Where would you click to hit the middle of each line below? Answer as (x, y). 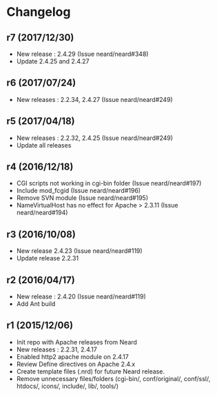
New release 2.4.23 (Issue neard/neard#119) (79, 251)
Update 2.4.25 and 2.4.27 (53, 61)
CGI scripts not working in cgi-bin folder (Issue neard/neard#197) (109, 183)
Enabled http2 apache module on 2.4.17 (72, 356)
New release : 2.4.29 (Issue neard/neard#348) (82, 54)
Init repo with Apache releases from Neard (76, 342)
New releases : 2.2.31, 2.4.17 (56, 349)
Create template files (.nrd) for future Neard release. (90, 371)
